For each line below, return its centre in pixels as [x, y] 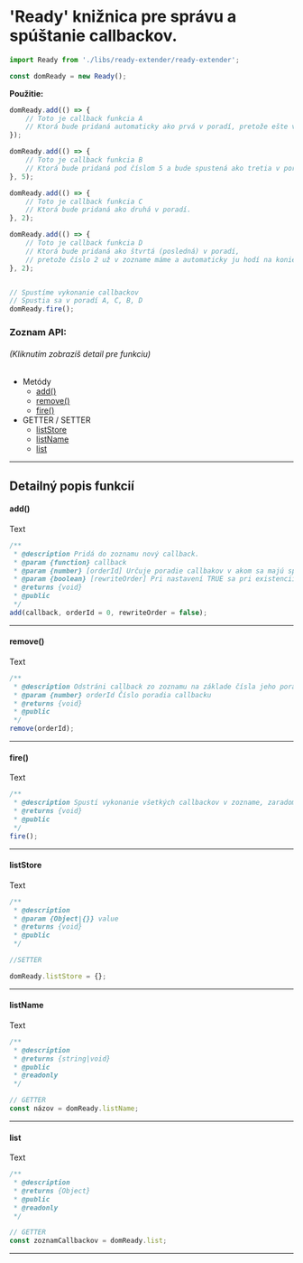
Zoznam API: [38, 332]
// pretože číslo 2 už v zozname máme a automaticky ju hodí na [149, 259]
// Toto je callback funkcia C [84, 201]
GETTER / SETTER [56, 420]
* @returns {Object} [52, 1191]
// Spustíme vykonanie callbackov [74, 292]
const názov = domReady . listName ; [74, 1109]
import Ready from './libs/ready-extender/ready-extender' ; [125, 60]
